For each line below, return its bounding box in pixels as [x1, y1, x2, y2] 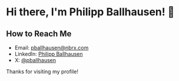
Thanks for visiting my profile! [6, 68, 78, 75]
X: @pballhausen [14, 57, 57, 63]
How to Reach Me [6, 29, 72, 39]
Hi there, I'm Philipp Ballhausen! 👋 [6, 5, 175, 19]
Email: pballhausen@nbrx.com [14, 44, 89, 51]
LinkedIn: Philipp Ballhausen [14, 50, 84, 58]
